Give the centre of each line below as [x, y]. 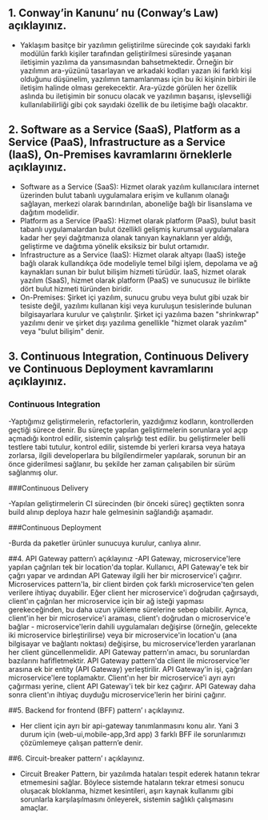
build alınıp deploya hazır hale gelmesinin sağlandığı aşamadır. [111, 512]
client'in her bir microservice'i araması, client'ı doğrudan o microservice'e [130, 618]
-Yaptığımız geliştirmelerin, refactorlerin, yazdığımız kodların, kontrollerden [131, 422]
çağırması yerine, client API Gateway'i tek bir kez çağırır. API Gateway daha [132, 686]
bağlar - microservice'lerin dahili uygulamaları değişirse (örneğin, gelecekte [133, 627]
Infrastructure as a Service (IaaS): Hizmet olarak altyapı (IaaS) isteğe [133, 255]
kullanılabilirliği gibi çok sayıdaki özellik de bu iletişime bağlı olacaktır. [134, 104]
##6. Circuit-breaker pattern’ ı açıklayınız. [77, 758]
